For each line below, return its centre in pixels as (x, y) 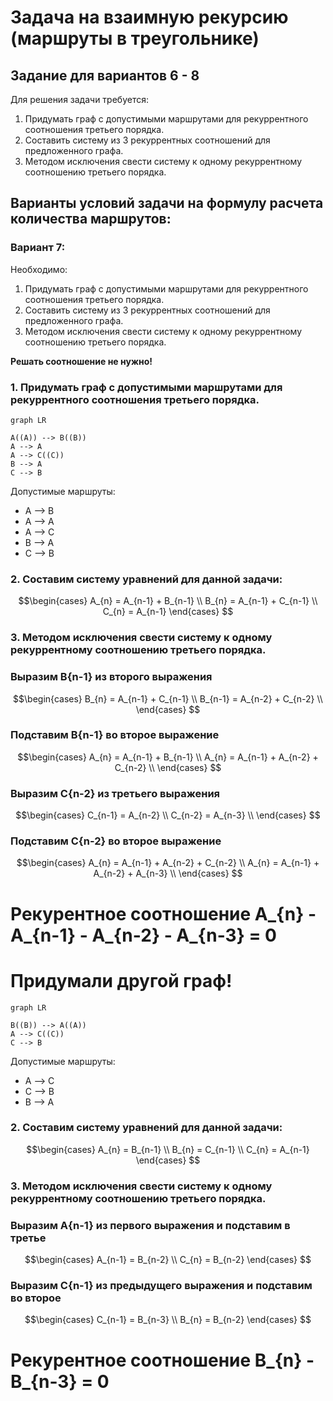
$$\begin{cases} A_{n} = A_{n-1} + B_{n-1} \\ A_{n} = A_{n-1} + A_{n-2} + (168, 757)
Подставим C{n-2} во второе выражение (116, 841)
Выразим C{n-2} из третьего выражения (115, 793)
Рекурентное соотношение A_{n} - (163, 913)
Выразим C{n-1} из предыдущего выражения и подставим (161, 1285)
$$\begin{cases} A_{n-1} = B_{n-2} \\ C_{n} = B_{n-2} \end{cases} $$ (168, 1260)
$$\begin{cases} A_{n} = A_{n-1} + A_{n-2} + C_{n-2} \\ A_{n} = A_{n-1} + (168, 863)
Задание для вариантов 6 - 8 (105, 75)
